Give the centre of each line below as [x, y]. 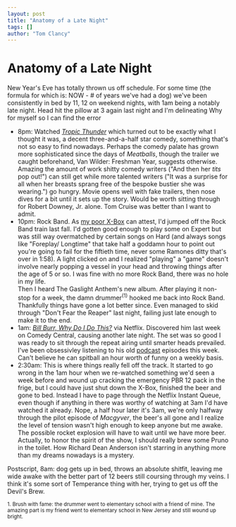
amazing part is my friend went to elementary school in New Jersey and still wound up [112, 510]
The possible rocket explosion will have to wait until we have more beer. [122, 432]
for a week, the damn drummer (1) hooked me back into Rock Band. [129, 297]
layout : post [26, 14]
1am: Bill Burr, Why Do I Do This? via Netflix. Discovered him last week [119, 327]
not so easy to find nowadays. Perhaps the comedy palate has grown [118, 147]
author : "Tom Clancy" [39, 34]
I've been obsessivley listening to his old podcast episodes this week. [118, 350]
